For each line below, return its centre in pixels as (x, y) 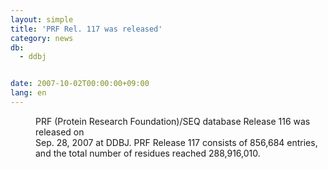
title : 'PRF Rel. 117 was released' (86, 29)
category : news (42, 38)
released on (60, 132)
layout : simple (42, 19)
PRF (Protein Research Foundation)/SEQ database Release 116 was (173, 121)
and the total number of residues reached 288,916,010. (148, 153)
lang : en (28, 93)
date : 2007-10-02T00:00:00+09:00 (80, 84)
